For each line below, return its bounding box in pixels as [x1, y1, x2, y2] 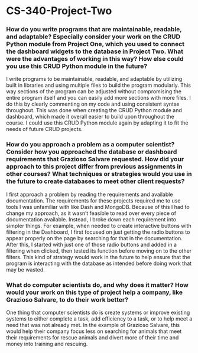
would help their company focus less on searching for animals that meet [6, 328, 182, 335]
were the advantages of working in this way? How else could [6, 55, 184, 63]
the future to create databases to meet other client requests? [6, 177, 185, 185]
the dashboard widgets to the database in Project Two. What [6, 47, 183, 55]
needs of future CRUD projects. [6, 126, 83, 133]
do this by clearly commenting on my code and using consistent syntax [6, 100, 180, 107]
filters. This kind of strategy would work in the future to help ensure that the [6, 253, 191, 260]
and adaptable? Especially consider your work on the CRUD [6, 32, 180, 41]
